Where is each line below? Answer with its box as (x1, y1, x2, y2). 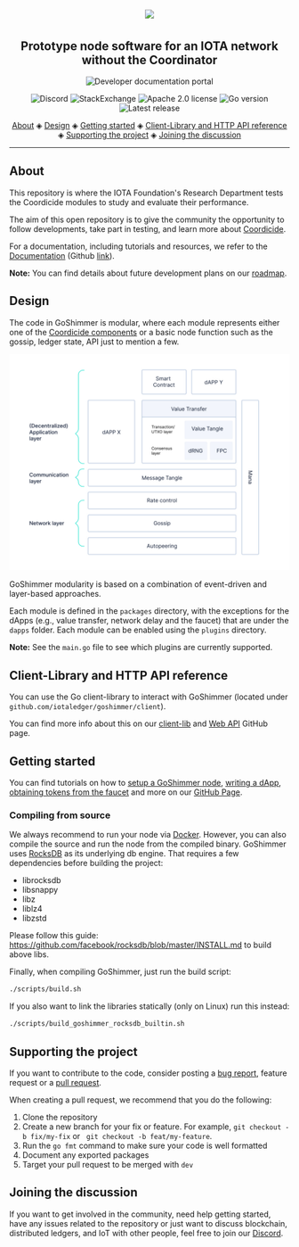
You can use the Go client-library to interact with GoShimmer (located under (9, 691, 288, 702)
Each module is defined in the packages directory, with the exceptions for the (9, 606, 289, 616)
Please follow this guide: (9, 930, 100, 941)
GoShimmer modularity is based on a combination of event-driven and (9, 579, 267, 590)
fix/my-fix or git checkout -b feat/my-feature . (30, 1130, 213, 1141)
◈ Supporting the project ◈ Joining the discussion (57, 129, 242, 140)
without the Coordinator (81, 52, 218, 68)
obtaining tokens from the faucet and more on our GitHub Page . (9, 787, 243, 797)
